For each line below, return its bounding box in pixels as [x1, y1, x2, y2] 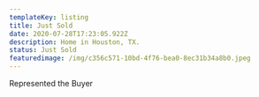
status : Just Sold [9, 46, 77, 55]
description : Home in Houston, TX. [9, 37, 141, 47]
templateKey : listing [9, 12, 89, 22]
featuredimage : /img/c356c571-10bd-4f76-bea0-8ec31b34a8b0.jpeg [9, 54, 251, 63]
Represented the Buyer [9, 78, 94, 88]
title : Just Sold [9, 21, 73, 30]
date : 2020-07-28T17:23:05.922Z [9, 29, 128, 38]
